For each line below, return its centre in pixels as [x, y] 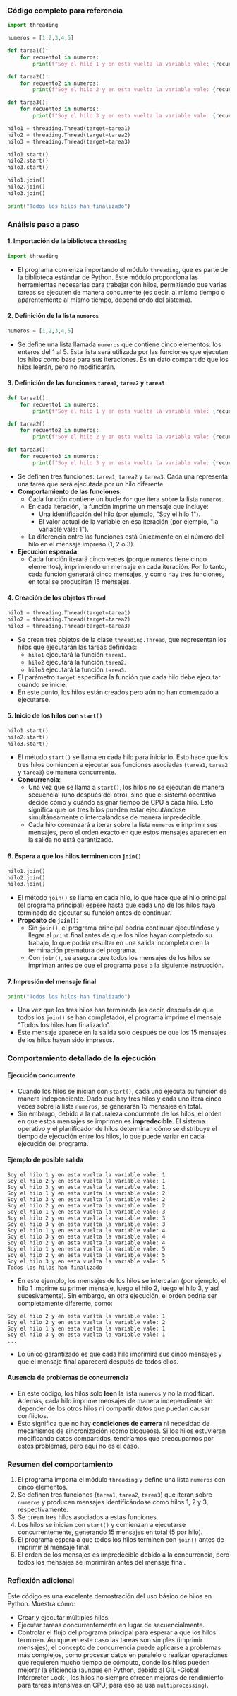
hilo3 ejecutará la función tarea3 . [77, 669]
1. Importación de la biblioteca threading [67, 241]
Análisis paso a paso [43, 224]
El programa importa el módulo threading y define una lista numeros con [121, 1480]
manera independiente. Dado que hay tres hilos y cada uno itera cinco [120, 1099]
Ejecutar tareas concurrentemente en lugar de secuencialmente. [111, 1625]
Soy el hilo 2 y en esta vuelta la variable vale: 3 [86, 1218]
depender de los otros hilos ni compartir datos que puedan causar [114, 1408]
